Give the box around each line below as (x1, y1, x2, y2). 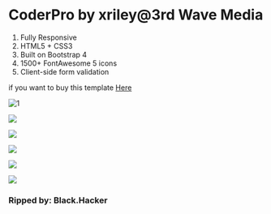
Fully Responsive (19, 32, 77, 42)
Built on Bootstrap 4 (19, 49, 88, 59)
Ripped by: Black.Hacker (8, 195, 108, 206)
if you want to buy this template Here (8, 83, 132, 92)
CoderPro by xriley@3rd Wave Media (8, 6, 264, 24)
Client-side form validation (19, 66, 110, 76)
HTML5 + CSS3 (19, 41, 73, 50)
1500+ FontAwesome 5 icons (19, 58, 118, 68)
